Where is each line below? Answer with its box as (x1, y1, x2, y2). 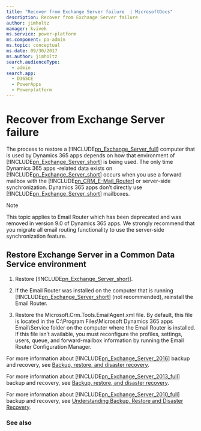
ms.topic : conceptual (6, 43, 61, 49)
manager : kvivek (6, 25, 47, 32)
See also (6, 418, 32, 427)
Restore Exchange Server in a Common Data (6, 250, 175, 260)
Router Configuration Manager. (14, 343, 92, 350)
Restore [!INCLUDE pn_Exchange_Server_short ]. (14, 275, 133, 282)
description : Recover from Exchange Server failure (6, 14, 138, 20)
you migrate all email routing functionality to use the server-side (6, 226, 164, 233)
